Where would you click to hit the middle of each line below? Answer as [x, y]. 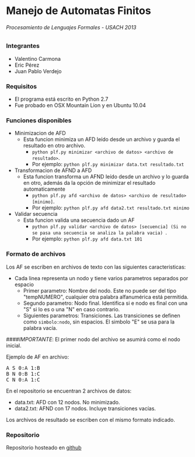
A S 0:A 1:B [23, 368]
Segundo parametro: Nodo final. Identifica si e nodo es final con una [105, 303]
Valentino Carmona [38, 59]
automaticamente [44, 189]
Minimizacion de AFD [40, 133]
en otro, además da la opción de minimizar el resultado [89, 183]
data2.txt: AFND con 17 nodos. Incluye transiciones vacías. [85, 408]
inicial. [14, 345]
